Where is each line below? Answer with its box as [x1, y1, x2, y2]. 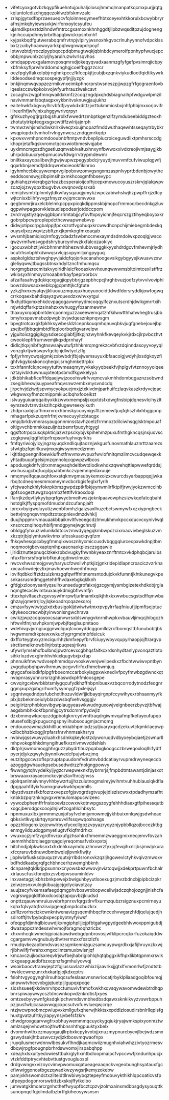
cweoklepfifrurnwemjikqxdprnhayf [10, 337, 83, 343]
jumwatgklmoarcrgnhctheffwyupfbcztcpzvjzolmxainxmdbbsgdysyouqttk [10, 1083, 163, 1089]
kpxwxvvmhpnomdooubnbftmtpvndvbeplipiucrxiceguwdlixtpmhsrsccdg [10, 135, 162, 141]
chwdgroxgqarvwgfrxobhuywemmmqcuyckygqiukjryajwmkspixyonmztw [10, 1018, 163, 1024]
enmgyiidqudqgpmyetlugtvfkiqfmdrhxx [10, 827, 93, 833]
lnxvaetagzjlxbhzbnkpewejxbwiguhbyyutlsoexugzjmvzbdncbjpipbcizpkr [10, 876, 162, 882]
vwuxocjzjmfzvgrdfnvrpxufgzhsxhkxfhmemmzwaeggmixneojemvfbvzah [10, 833, 162, 838]
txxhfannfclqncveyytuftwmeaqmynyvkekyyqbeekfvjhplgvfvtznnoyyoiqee [10, 364, 164, 370]
